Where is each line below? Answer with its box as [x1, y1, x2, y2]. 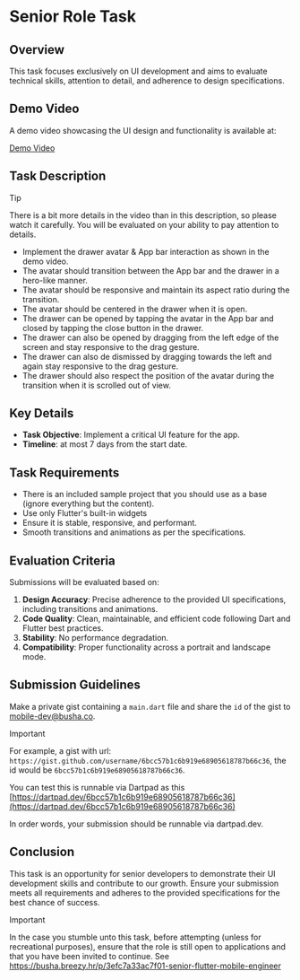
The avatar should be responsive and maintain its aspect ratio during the [21, 284, 290, 295]
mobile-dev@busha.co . [9, 711, 96, 722]
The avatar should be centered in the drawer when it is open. [21, 303, 248, 314]
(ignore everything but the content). [21, 498, 155, 509]
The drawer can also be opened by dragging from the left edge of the [21, 332, 279, 343]
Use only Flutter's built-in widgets [21, 508, 148, 519]
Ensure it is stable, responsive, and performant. [21, 518, 197, 529]
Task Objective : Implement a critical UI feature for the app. [21, 429, 240, 441]
